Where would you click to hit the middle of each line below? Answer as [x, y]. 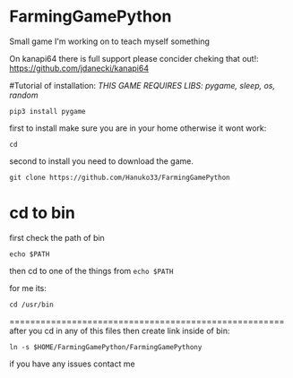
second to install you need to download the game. [102, 161]
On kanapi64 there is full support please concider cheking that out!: [134, 58]
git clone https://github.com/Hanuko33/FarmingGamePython [120, 177]
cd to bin [43, 213]
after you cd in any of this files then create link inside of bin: [120, 331]
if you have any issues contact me [73, 364]
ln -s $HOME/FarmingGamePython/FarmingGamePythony [106, 347]
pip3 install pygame [48, 111]
